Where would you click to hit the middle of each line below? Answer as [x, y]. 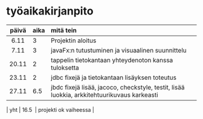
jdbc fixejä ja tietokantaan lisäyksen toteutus [114, 77]
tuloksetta [65, 68]
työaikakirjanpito [50, 11]
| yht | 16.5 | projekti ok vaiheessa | [50, 109]
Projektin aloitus [74, 40]
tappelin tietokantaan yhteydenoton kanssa [112, 60]
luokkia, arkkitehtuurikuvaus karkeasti [105, 95]
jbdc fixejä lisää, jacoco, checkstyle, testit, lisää [118, 87]
